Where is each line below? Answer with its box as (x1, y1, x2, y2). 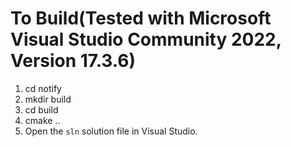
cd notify (24, 82, 62, 94)
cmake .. (24, 114, 61, 126)
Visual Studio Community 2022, (10, 28, 282, 51)
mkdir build (24, 93, 72, 105)
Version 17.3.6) (10, 50, 137, 72)
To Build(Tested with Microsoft (10, 7, 272, 30)
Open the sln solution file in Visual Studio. (24, 125, 198, 137)
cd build (24, 103, 59, 116)
